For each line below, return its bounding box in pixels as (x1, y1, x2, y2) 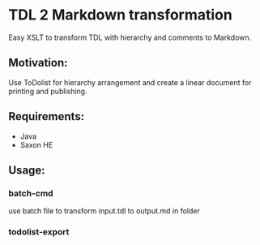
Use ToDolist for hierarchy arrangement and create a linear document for (8, 77, 252, 87)
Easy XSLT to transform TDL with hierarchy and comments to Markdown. (8, 32, 252, 42)
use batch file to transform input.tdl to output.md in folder (8, 206, 200, 216)
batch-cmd (8, 187, 54, 199)
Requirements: (8, 110, 85, 123)
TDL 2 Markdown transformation (8, 6, 232, 24)
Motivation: (8, 56, 68, 70)
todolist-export (8, 226, 70, 238)
